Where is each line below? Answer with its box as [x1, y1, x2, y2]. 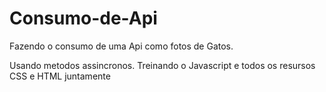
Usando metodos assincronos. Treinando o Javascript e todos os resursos [9, 59, 316, 71]
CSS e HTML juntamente [9, 70, 111, 82]
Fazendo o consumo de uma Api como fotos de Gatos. [9, 40, 234, 52]
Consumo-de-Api [9, 7, 158, 30]
